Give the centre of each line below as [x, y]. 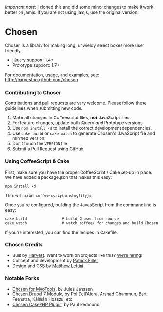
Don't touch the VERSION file [40, 144]
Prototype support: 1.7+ [36, 65]
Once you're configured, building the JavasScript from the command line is [81, 205]
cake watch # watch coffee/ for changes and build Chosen [82, 223]
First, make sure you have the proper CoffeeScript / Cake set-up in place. [79, 172]
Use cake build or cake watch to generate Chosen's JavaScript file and [83, 133]
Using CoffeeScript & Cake [37, 161]
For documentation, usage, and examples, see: [52, 75]
